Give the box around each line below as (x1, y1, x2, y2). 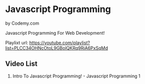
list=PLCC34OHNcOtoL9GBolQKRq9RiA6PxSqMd (5, 45, 108, 51)
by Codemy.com (5, 20, 39, 26)
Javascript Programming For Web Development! (5, 30, 105, 36)
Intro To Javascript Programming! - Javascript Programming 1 (12, 73, 140, 79)
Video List (5, 59, 38, 68)
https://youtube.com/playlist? (29, 39, 90, 46)
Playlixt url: (5, 39, 29, 46)
